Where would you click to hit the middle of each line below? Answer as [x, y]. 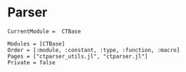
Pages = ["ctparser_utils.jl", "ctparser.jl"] [78, 56]
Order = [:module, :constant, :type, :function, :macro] [94, 50]
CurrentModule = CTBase [44, 31]
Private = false [31, 62]
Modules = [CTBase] [36, 43]
